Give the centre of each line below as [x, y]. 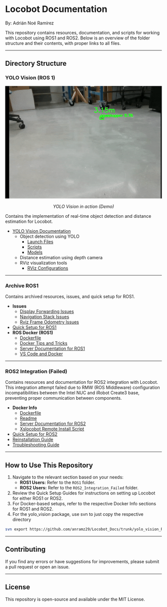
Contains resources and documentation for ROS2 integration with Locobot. [82, 382]
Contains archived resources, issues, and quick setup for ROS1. [70, 296]
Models [35, 252]
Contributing [25, 549]
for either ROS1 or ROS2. [38, 498]
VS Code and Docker [41, 354]
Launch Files [40, 241]
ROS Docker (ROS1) [33, 332]
